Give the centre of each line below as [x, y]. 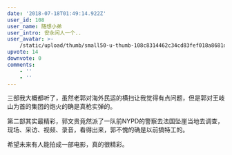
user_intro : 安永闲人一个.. [44, 33]
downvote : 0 [24, 59]
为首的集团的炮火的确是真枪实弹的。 [64, 107]
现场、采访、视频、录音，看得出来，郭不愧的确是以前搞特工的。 [98, 130]
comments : [21, 65]
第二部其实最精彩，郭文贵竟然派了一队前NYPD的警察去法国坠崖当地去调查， [116, 121]
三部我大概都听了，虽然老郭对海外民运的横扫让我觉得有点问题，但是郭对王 [113, 98]
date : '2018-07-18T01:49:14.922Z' [57, 13]
